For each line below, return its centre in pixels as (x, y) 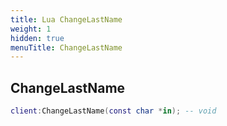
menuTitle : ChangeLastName (66, 47)
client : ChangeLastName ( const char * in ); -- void (113, 111)
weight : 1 (31, 29)
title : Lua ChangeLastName (66, 19)
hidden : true (37, 38)
